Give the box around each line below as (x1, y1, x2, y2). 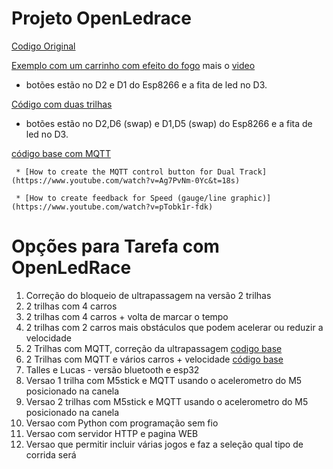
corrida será (25, 448, 77, 461)
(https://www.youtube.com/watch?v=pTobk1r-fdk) (11, 202, 214, 212)
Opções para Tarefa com (11, 235, 220, 258)
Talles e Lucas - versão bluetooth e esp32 (25, 363, 200, 376)
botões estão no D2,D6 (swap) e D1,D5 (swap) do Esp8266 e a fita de (25, 117, 313, 129)
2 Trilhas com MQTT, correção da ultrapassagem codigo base (25, 342, 283, 354)
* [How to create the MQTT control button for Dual (15, 167, 236, 177)
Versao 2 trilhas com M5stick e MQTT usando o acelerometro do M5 (25, 395, 309, 407)
